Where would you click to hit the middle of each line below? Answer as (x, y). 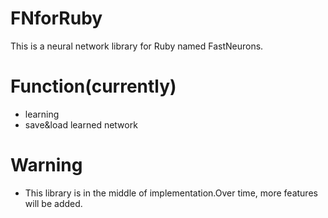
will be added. (53, 203)
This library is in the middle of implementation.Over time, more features (171, 193)
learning (42, 114)
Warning (46, 165)
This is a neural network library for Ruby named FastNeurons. (137, 46)
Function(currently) (93, 86)
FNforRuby (56, 18)
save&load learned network (81, 124)
